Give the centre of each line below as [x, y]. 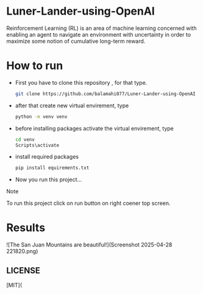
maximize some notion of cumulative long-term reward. [76, 41]
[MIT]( [14, 285]
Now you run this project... [48, 180]
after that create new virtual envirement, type [72, 106]
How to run [35, 66]
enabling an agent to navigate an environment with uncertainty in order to [98, 34]
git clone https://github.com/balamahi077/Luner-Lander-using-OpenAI [105, 94]
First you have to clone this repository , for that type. [81, 82]
